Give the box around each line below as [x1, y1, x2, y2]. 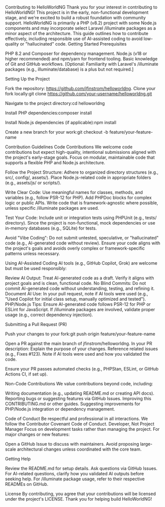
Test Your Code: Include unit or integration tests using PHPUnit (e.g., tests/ [5, 215, 157, 221]
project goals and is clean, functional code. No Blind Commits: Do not [5, 280, 146, 286]
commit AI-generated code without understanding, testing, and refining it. [5, 285, 155, 291]
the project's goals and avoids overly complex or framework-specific [5, 245, 145, 251]
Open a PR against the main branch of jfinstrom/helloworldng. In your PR [5, 341, 153, 346]
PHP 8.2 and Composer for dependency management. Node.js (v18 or [5, 50, 147, 56]
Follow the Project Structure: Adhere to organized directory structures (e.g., [5, 169, 159, 175]
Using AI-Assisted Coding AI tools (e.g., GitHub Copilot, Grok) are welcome [5, 260, 158, 266]
